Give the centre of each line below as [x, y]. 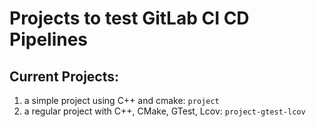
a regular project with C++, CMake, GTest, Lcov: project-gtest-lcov [164, 111]
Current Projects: [64, 76]
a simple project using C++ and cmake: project [121, 100]
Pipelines [49, 39]
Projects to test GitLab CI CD [129, 18]
